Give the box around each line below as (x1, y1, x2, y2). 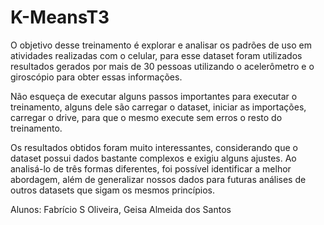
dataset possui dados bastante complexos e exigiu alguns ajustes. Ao (10, 152, 297, 164)
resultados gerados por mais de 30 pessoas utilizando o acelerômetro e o (10, 60, 315, 72)
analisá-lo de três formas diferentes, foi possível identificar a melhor (10, 162, 292, 175)
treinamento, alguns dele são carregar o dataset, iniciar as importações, (10, 101, 307, 113)
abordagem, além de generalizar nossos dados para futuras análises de (10, 173, 307, 185)
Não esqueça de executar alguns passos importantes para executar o (10, 90, 298, 102)
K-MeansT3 (10, 6, 110, 29)
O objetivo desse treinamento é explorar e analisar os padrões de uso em (10, 39, 312, 51)
